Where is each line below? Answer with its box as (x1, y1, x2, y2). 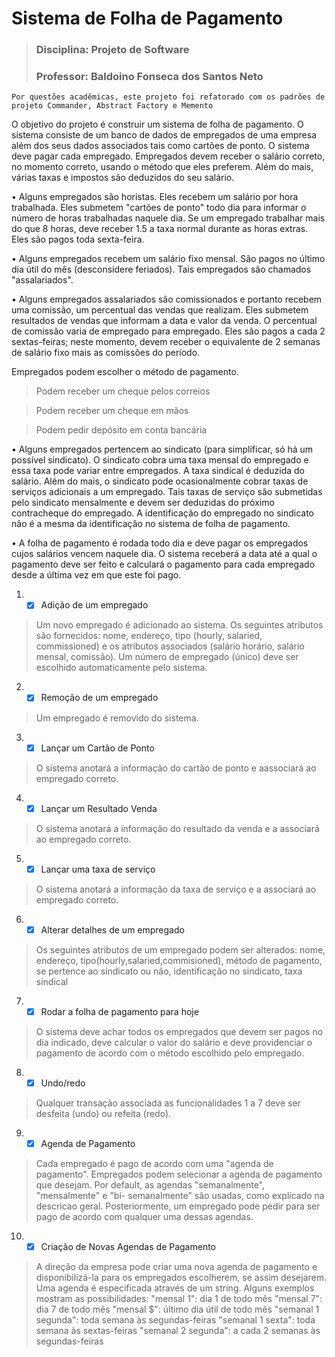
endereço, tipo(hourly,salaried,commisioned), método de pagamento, (35, 954, 323, 966)
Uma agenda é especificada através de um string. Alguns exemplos (35, 1282, 315, 1294)
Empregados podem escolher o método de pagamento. (11, 366, 239, 378)
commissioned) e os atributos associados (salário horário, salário (35, 640, 305, 652)
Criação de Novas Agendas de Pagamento (40, 1240, 217, 1252)
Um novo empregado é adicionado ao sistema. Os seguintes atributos (35, 619, 324, 631)
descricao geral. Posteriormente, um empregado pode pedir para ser (35, 1200, 321, 1212)
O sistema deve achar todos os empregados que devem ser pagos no (35, 1025, 324, 1037)
